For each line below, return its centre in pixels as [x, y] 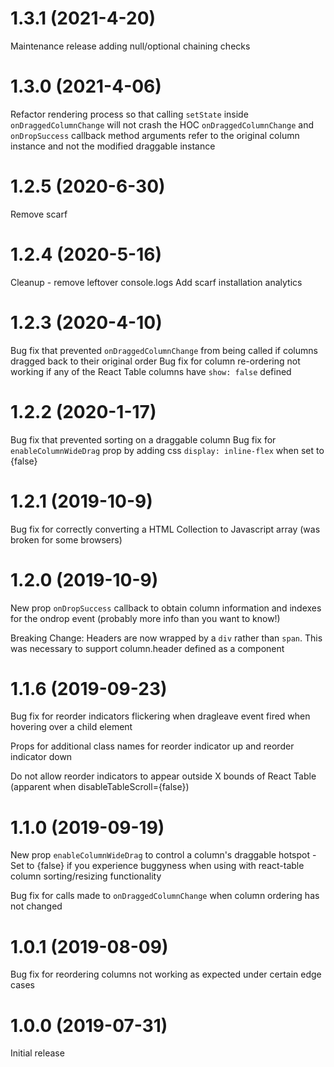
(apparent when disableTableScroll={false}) [100, 787]
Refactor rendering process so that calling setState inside [129, 114]
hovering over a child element [71, 727]
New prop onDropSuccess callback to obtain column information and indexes [166, 608]
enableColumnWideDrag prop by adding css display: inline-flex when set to [167, 450]
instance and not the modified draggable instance [113, 146]
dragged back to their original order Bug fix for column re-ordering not [155, 361]
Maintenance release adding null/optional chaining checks [130, 46]
